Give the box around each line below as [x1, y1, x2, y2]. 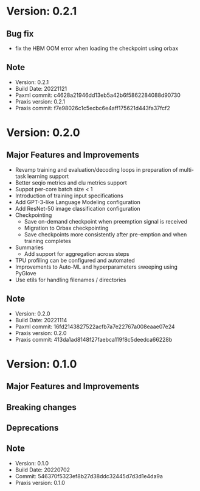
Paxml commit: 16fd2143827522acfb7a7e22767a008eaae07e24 [15, 323, 175, 330]
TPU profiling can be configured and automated [15, 256, 135, 264]
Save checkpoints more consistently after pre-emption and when [24, 230, 187, 238]
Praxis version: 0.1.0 [15, 479, 66, 486]
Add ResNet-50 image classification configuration [15, 205, 141, 212]
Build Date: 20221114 [15, 316, 67, 323]
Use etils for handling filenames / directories [15, 276, 126, 283]
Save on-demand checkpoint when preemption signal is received [24, 217, 188, 225]
